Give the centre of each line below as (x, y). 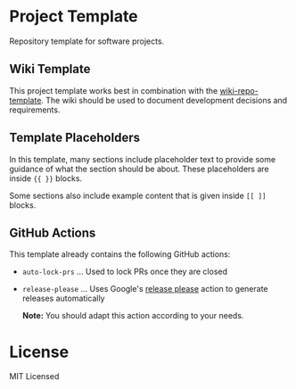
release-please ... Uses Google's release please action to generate (145, 289)
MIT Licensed (34, 377)
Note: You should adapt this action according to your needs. (133, 316)
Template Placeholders (75, 138)
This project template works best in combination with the (114, 90)
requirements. (35, 110)
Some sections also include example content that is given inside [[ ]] (138, 195)
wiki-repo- (239, 90)
